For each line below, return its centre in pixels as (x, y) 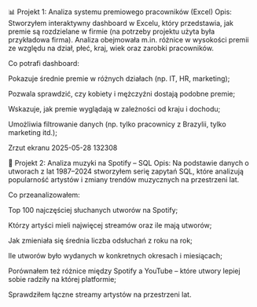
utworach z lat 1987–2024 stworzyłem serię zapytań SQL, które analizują (126, 171)
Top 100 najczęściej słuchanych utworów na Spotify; (93, 210)
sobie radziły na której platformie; (62, 279)
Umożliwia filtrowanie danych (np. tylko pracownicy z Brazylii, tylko (117, 124)
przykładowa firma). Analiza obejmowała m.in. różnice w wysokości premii (128, 40)
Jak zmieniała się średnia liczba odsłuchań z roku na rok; (100, 240)
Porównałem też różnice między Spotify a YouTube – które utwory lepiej (125, 271)
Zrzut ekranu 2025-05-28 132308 (63, 148)
